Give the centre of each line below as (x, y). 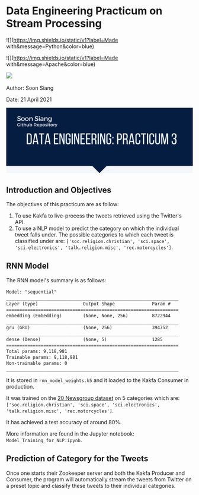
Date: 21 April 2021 (29, 99)
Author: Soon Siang (30, 88)
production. (20, 386)
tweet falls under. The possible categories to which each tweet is (94, 234)
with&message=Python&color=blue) (50, 46)
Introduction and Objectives (59, 190)
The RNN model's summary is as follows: (56, 280)
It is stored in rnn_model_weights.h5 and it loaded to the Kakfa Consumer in (97, 380)
